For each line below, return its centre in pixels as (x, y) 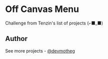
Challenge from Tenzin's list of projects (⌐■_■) (54, 23)
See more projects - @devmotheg (40, 50)
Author (16, 39)
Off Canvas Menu (42, 9)
